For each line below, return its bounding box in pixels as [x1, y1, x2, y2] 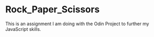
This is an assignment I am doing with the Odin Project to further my [5, 21, 149, 27]
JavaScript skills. [5, 26, 41, 32]
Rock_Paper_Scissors [5, 4, 100, 15]
